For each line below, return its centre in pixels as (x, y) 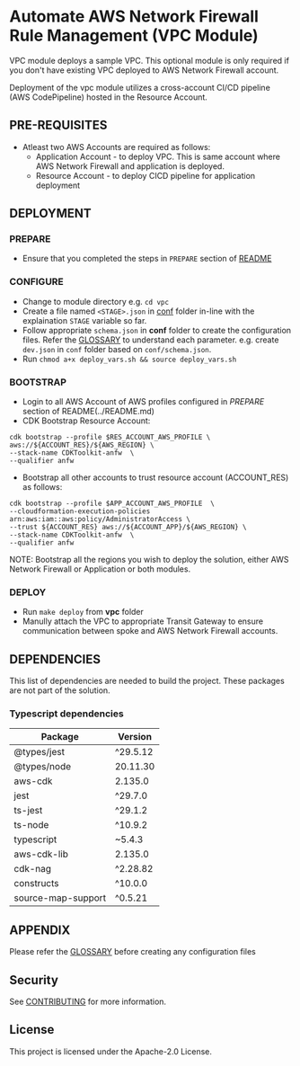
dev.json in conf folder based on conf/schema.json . (117, 349)
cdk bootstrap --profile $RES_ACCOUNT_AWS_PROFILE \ (110, 438)
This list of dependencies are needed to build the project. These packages (147, 681)
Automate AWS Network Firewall (134, 17)
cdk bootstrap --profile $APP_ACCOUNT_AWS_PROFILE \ (112, 504)
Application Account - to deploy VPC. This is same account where (158, 156)
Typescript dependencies (66, 714)
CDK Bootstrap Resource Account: (86, 421)
